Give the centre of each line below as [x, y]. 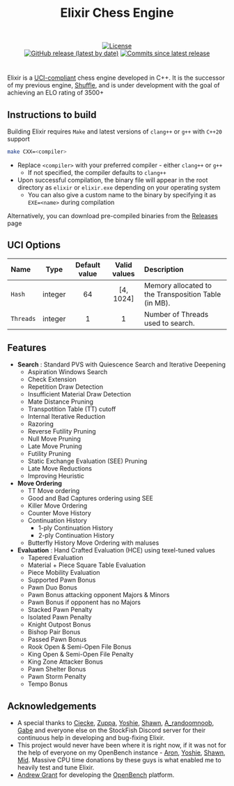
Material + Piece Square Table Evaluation [87, 565]
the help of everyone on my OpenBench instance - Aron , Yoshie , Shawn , [121, 752]
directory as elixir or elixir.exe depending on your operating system [119, 187]
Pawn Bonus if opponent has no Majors [84, 602]
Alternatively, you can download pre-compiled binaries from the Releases [112, 215]
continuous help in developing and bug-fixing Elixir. [91, 738]
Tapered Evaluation [55, 558]
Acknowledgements [52, 706]
